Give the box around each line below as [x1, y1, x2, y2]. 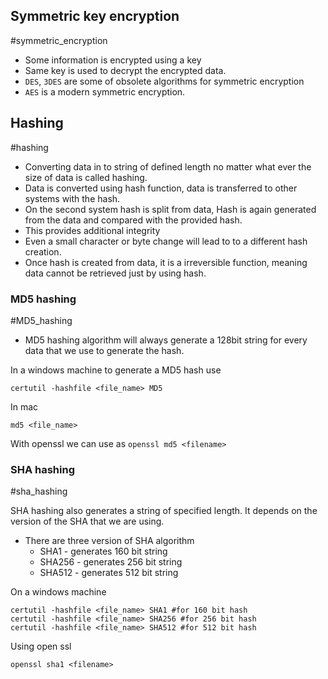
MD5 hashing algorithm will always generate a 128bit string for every [24, 334, 308, 346]
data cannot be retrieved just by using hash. [24, 267, 207, 279]
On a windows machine [10, 586, 107, 598]
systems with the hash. [24, 192, 121, 204]
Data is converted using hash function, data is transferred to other [24, 182, 298, 194]
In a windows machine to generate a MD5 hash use [10, 364, 222, 376]
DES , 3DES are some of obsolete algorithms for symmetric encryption [24, 75, 305, 87]
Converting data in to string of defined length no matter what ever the [24, 160, 312, 173]
